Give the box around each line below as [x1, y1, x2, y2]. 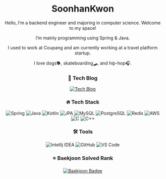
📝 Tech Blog [68, 74, 98, 81]
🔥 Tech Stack [66, 99, 100, 106]
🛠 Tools [73, 128, 93, 135]
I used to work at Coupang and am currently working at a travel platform [8, 44, 158, 50]
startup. [74, 50, 91, 56]
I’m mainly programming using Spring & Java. [35, 35, 130, 41]
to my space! [69, 25, 96, 31]
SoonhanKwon [51, 3, 114, 15]
